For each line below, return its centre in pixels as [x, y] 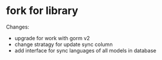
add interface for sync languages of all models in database [85, 50]
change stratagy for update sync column [63, 44]
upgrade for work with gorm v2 [52, 38]
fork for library [42, 11]
